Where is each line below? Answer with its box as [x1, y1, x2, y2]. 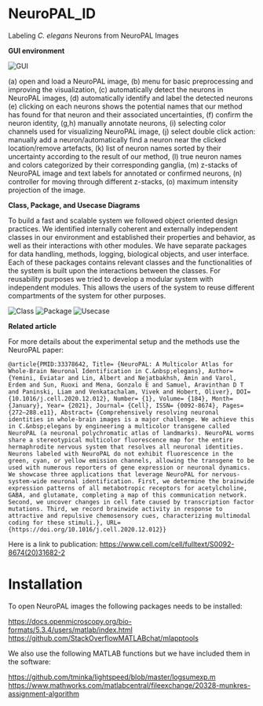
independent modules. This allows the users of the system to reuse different [8, 283, 255, 292]
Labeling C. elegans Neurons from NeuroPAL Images [8, 31, 179, 40]
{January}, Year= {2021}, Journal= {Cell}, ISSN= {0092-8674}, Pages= [8, 401, 244, 409]
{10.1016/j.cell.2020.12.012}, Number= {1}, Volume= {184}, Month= [8, 394, 234, 402]
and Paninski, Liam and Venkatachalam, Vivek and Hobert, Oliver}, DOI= [8, 387, 251, 396]
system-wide [8, 477, 47, 485]
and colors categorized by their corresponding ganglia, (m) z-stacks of [8, 160, 238, 169]
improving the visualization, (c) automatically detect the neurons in [8, 84, 224, 94]
